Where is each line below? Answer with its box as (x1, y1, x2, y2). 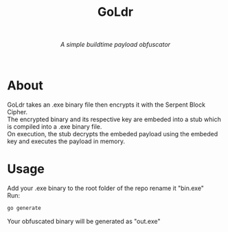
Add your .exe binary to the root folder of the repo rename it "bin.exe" (7, 184, 205, 192)
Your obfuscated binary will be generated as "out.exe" (7, 217, 161, 225)
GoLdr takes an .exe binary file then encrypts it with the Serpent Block (7, 101, 206, 109)
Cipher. (7, 107, 28, 116)
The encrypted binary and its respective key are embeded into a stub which (7, 115, 221, 123)
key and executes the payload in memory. (7, 137, 126, 145)
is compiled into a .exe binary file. (7, 122, 102, 131)
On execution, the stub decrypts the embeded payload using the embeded (7, 129, 218, 138)
